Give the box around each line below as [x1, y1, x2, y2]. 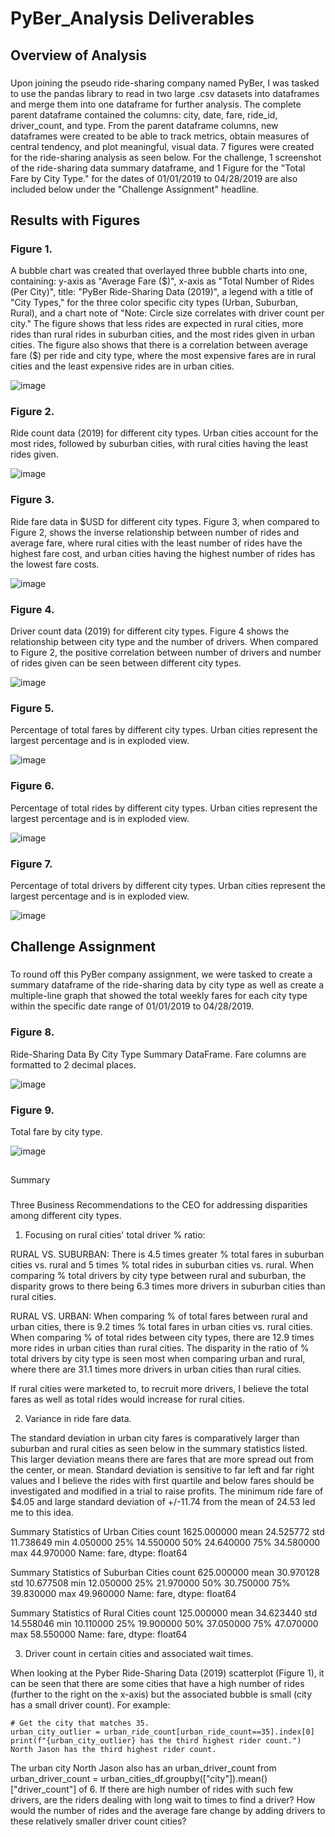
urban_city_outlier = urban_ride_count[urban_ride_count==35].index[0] [10, 1727, 315, 1737]
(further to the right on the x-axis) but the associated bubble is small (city [10, 1688, 313, 1701]
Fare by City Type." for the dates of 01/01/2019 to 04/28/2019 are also [10, 172, 298, 184]
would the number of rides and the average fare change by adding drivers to [10, 1805, 326, 1817]
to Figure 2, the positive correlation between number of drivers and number [10, 647, 322, 659]
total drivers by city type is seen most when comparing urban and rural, [10, 1353, 306, 1365]
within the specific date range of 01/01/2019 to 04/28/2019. [10, 1000, 255, 1012]
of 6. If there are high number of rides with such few [78, 1783, 294, 1796]
